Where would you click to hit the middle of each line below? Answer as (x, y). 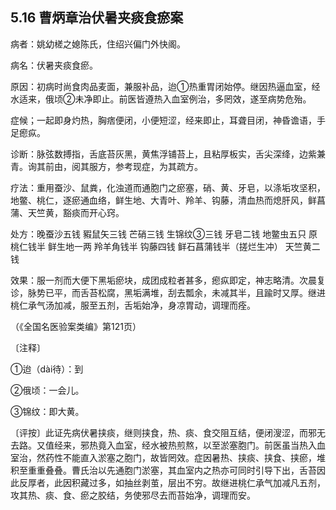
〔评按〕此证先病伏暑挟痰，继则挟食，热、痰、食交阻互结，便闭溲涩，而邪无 (168, 432)
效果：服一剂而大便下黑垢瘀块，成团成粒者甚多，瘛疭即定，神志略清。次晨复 (168, 280)
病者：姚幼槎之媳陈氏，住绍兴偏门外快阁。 (98, 44)
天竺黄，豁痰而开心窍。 (76, 212)
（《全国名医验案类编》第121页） (76, 326)
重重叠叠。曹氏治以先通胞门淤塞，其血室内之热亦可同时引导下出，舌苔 (172, 470)
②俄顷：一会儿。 (47, 390)
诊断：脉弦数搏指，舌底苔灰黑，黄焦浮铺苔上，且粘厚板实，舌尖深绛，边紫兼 (168, 154)
